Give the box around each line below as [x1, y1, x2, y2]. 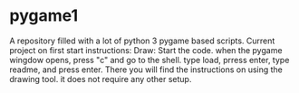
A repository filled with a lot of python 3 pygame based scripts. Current [9, 35, 275, 46]
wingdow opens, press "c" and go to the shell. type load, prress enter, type [9, 54, 290, 65]
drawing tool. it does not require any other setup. [9, 73, 192, 84]
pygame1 [9, 5, 79, 26]
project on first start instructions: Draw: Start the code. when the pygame [9, 44, 283, 55]
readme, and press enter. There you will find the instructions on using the [9, 64, 284, 75]
